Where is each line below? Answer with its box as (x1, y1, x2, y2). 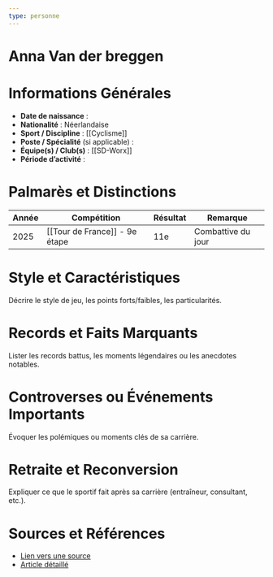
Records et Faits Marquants (8, 323, 198, 342)
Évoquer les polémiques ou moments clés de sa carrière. (8, 432, 199, 441)
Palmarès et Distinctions (8, 182, 177, 201)
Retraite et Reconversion (8, 460, 179, 479)
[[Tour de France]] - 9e (45, 225, 137, 236)
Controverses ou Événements (8, 388, 214, 406)
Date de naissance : (19, 111, 89, 120)
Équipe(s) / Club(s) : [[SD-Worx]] (19, 145, 132, 155)
